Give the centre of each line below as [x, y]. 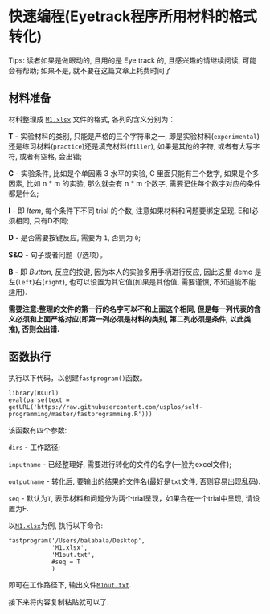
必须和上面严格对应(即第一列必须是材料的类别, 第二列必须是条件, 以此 [129, 319]
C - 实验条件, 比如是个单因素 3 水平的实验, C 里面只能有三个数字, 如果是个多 [134, 173]
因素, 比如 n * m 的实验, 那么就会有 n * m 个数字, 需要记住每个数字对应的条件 [135, 183]
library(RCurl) [34, 393]
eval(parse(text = [39, 400]
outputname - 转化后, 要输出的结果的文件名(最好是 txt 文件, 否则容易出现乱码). [135, 481]
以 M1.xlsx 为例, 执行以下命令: [56, 525]
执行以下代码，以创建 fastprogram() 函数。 [78, 378]
